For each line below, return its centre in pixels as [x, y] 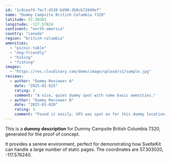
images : [13, 67]
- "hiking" [21, 57]
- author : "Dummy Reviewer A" [42, 81]
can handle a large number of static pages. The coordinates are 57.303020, [84, 149]
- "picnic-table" [28, 48]
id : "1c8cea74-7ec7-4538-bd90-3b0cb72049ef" [53, 10]
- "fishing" [23, 62]
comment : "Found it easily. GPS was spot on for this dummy [79, 114]
